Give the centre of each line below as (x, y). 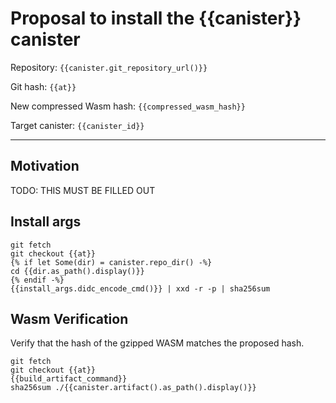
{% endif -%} (37, 280)
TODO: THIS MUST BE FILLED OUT (83, 190)
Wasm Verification (69, 318)
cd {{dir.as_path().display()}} (77, 271)
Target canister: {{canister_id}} (77, 125)
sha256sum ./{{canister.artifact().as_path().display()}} (133, 388)
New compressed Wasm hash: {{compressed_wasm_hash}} (128, 106)
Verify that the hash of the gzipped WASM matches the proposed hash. (157, 343)
